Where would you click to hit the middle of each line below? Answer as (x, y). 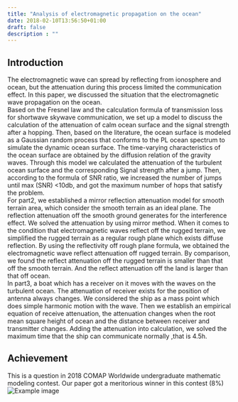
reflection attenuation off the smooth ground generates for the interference (117, 216)
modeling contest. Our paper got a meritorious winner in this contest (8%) (115, 383)
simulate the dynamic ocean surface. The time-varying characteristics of (114, 148)
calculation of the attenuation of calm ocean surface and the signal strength (118, 125)
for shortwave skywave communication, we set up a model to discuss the (115, 117)
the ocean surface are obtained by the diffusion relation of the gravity (109, 155)
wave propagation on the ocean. (55, 102)
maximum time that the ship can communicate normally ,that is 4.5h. (107, 336)
